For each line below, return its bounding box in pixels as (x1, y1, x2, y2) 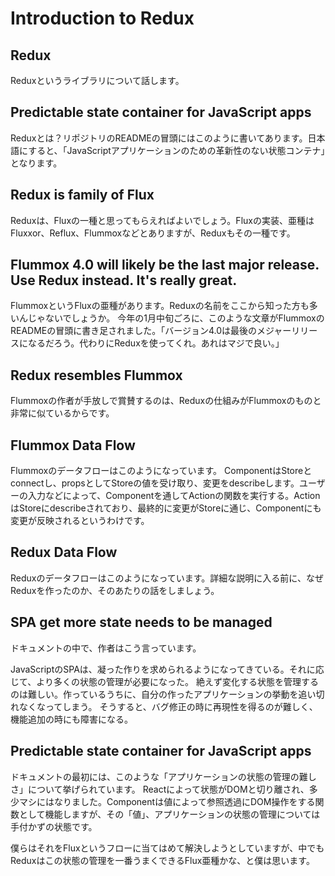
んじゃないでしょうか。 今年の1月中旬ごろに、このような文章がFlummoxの (18, 312, 325, 324)
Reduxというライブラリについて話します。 (10, 75, 185, 86)
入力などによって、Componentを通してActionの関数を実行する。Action (27, 490, 321, 502)
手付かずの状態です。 (10, 820, 98, 832)
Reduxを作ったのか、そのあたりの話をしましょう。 (10, 584, 220, 596)
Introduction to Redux (10, 7, 195, 30)
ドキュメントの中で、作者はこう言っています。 (10, 642, 202, 654)
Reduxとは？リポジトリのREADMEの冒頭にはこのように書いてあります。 (10, 132, 308, 144)
